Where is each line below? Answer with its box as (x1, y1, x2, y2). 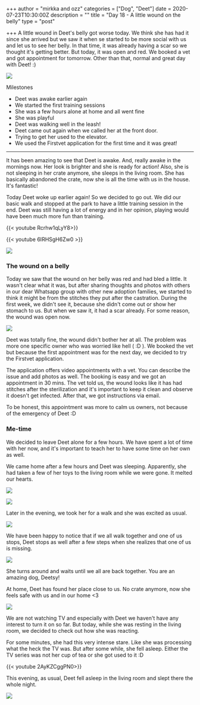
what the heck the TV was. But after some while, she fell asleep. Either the (6, 645, 189, 652)
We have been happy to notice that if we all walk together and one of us (6, 532, 183, 539)
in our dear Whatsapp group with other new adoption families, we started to (6, 288, 192, 295)
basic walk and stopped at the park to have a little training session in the (6, 200, 183, 207)
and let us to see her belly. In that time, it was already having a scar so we (6, 42, 187, 49)
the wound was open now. (6, 313, 71, 321)
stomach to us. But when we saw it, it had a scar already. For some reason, (6, 307, 190, 314)
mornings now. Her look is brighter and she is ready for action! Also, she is (6, 163, 189, 170)
